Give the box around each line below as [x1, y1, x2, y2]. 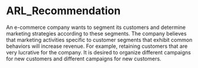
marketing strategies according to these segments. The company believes [6, 30, 187, 37]
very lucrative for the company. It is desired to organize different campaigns [6, 48, 191, 56]
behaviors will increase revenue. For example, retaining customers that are [6, 43, 188, 50]
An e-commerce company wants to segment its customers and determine [6, 24, 186, 31]
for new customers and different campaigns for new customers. [6, 55, 161, 62]
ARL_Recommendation [6, 4, 121, 18]
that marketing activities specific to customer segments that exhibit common [6, 36, 193, 43]
